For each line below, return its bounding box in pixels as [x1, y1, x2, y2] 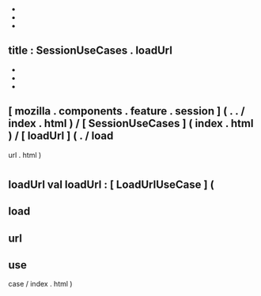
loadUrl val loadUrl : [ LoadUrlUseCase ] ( [8, 178, 215, 191]
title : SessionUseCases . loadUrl [8, 44, 172, 58]
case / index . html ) [8, 279, 73, 289]
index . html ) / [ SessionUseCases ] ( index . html [8, 117, 254, 130]
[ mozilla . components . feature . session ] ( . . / [8, 104, 245, 118]
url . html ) [8, 150, 42, 159]
